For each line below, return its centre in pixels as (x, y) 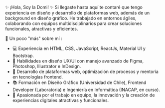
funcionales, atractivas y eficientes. (42, 29)
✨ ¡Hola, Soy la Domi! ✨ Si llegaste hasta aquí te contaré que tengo (74, 7)
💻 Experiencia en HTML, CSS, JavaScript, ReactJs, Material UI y (79, 48)
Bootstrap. (23, 55)
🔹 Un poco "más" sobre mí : (34, 38)
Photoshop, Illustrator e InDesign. (47, 66)
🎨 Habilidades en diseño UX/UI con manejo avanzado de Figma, (78, 61)
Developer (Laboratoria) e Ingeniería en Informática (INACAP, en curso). (86, 90)
